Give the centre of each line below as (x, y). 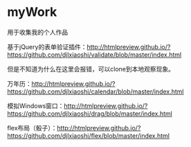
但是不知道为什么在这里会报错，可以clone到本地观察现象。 (91, 69)
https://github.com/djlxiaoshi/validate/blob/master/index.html (94, 54)
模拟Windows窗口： (36, 105)
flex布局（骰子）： (32, 128)
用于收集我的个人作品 (37, 32)
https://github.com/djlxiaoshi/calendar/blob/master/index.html (95, 92)
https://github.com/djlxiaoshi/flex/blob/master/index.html (89, 135)
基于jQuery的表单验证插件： (47, 46)
